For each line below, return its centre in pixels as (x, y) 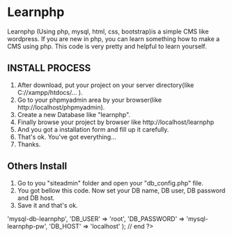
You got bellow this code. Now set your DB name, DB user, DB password (121, 190)
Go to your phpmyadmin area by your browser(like (90, 100)
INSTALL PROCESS (49, 68)
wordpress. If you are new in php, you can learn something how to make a (114, 38)
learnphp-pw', (28, 226)
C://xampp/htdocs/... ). (50, 92)
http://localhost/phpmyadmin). (61, 107)
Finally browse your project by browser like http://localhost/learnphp (116, 122)
